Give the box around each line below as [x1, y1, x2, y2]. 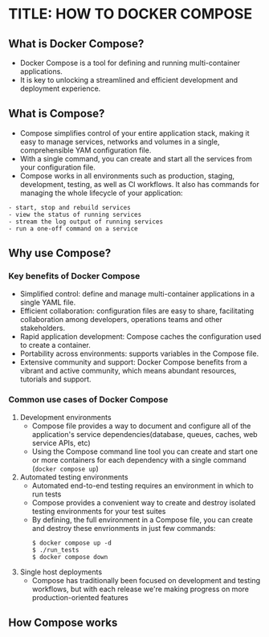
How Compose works [8, 616, 118, 630]
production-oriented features [31, 592, 128, 602]
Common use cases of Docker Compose [8, 394, 169, 406]
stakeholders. [19, 323, 66, 333]
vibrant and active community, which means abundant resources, [19, 365, 237, 375]
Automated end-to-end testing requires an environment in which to [31, 480, 255, 490]
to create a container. [19, 340, 91, 349]
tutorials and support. [19, 374, 92, 384]
